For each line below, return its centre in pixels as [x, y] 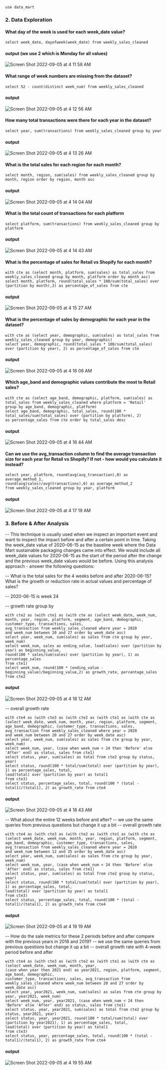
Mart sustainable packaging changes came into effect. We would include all [83, 550]
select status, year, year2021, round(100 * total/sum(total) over [77, 1018]
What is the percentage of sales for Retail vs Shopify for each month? [79, 262]
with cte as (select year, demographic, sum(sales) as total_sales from [82, 335]
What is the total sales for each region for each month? [63, 164]
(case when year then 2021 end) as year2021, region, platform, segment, [83, 970]
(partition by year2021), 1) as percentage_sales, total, [67, 1023]
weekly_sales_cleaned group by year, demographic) [59, 340]
